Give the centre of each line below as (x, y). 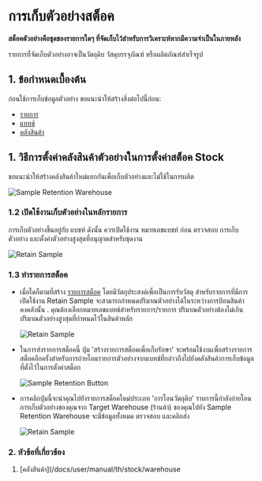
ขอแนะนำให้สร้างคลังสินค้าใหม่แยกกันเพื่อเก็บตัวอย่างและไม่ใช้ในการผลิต (101, 176)
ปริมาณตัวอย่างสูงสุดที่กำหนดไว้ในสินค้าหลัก (76, 319)
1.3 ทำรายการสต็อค (38, 274)
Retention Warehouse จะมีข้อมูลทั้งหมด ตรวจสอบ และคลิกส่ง (105, 416)
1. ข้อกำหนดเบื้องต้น (47, 79)
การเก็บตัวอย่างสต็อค (61, 16)
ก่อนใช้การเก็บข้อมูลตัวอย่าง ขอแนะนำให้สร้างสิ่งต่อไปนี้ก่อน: (85, 99)
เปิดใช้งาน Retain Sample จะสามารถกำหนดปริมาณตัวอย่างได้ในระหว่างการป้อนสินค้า (132, 301)
